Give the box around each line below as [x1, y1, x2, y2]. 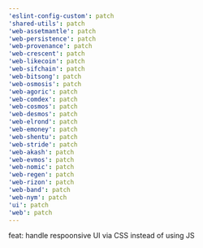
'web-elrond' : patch [8, 118, 79, 126]
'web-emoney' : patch [8, 125, 79, 133]
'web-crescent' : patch [8, 50, 85, 58]
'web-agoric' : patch [8, 87, 79, 96]
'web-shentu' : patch [8, 133, 79, 141]
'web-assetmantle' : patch [8, 27, 96, 35]
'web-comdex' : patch [8, 95, 79, 103]
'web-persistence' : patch [8, 34, 96, 43]
